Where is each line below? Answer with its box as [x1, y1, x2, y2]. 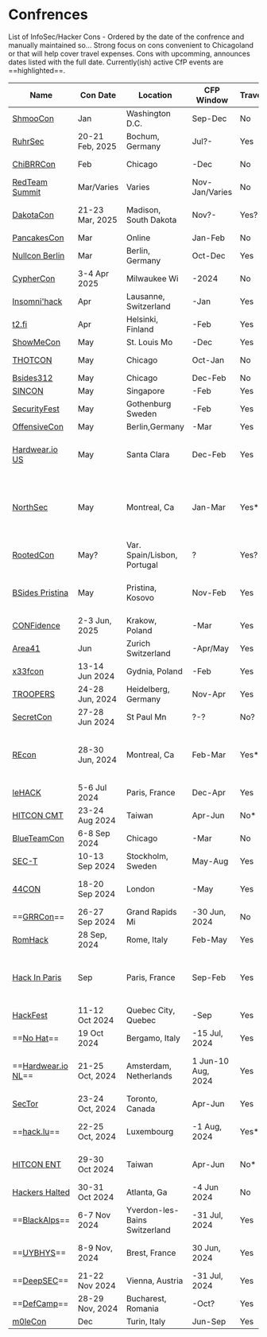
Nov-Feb [192, 587, 226, 598]
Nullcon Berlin [12, 250, 65, 261]
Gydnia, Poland [126, 666, 183, 677]
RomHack [12, 934, 49, 945]
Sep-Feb [192, 972, 226, 983]
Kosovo [126, 592, 155, 603]
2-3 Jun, [77, 615, 112, 626]
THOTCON [12, 354, 52, 365]
